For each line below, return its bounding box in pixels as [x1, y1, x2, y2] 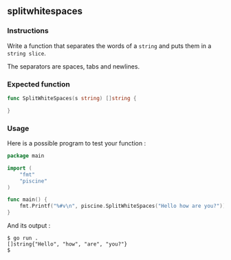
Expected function [7, 79, 71, 88]
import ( [7, 165, 32, 172]
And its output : [7, 222, 51, 230]
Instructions [7, 26, 49, 36]
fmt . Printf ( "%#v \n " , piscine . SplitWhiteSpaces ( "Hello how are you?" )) [19, 202, 226, 210]
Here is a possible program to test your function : [7, 139, 146, 147]
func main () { [7, 196, 48, 203]
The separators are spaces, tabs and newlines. [7, 62, 140, 71]
